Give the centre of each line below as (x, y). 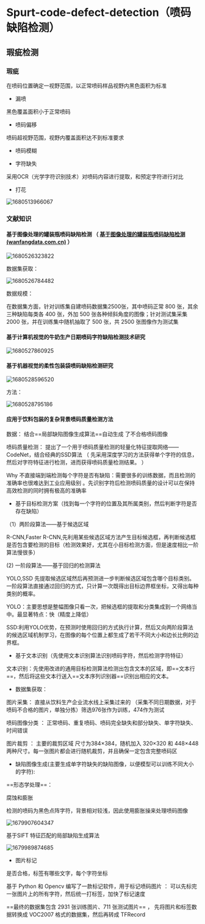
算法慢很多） (22, 552)
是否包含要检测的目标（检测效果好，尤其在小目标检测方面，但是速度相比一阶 (103, 544)
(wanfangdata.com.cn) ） (40, 242)
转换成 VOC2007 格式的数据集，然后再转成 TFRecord (78, 914)
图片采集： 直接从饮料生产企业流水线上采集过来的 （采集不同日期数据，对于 (101, 702)
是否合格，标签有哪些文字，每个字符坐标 (57, 873)
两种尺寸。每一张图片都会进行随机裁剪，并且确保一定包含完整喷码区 (92, 751)
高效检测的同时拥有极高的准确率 (46, 490)
